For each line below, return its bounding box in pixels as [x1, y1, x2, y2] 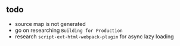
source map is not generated [14, 20, 86, 27]
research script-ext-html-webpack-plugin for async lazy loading [14, 32, 174, 40]
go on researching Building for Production [14, 27, 123, 34]
